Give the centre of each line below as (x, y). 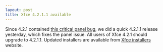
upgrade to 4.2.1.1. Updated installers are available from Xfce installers (78, 40)
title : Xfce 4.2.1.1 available (38, 15)
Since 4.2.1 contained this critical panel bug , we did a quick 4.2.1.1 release (82, 29)
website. (14, 45)
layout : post (19, 10)
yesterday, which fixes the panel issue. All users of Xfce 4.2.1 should (76, 34)
